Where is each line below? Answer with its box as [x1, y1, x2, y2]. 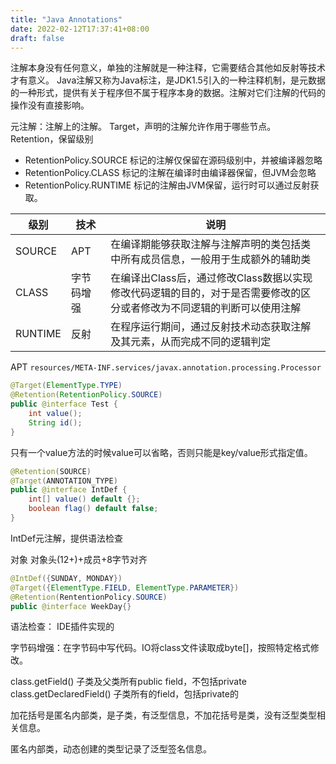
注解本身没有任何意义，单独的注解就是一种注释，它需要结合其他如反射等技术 [10, 62, 326, 74]
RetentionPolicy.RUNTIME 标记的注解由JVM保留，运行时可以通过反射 [24, 179, 311, 191]
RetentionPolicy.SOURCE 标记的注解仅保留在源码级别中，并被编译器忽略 [24, 154, 323, 166]
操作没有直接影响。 [10, 99, 90, 111]
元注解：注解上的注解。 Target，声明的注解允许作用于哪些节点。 [10, 121, 277, 133]
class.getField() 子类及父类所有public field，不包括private [10, 676, 247, 688]
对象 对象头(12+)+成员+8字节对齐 [10, 553, 148, 565]
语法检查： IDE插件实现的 [10, 621, 115, 633]
